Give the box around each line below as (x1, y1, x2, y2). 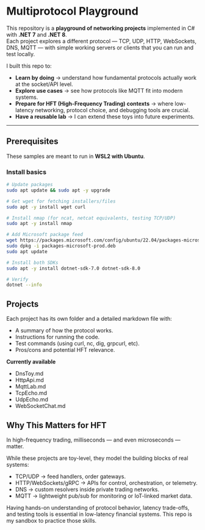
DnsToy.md (15, 370, 44, 378)
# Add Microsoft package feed (6, 232, 84, 238)
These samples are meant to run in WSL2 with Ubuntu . (6, 152, 145, 160)
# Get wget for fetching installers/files (6, 198, 116, 204)
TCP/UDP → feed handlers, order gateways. (15, 473, 126, 480)
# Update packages (6, 182, 53, 188)
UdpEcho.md (15, 396, 49, 403)
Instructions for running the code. (15, 334, 100, 341)
